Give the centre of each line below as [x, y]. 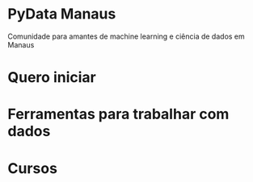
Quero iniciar [52, 78]
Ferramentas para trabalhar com [118, 114]
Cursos [33, 168]
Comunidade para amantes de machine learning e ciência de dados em [126, 36]
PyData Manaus [62, 14]
